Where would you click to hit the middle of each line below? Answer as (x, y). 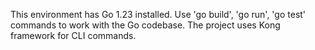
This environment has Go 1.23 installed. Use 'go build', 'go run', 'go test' (158, 14)
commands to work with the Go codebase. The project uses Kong (145, 25)
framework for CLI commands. (73, 35)
